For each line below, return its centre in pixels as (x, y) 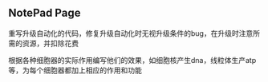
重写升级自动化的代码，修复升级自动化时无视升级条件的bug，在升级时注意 (131, 33)
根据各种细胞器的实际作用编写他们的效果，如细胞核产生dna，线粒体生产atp (132, 60)
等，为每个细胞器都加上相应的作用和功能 (75, 70)
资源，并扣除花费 (50, 43)
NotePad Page (45, 13)
